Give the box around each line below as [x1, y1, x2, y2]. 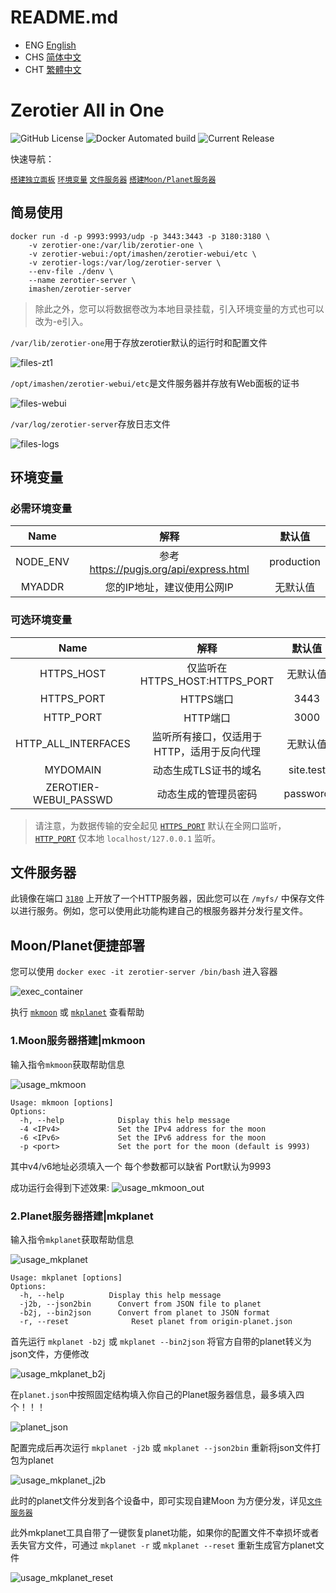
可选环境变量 [10, 613, 73, 627]
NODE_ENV [15, 555, 70, 569]
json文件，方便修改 [10, 1347, 90, 1360]
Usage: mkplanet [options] [10, 1272, 123, 1283]
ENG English [24, 39, 77, 51]
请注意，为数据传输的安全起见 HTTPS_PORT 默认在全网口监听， [34, 819, 287, 831]
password [283, 786, 331, 800]
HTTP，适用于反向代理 [153, 744, 261, 758]
